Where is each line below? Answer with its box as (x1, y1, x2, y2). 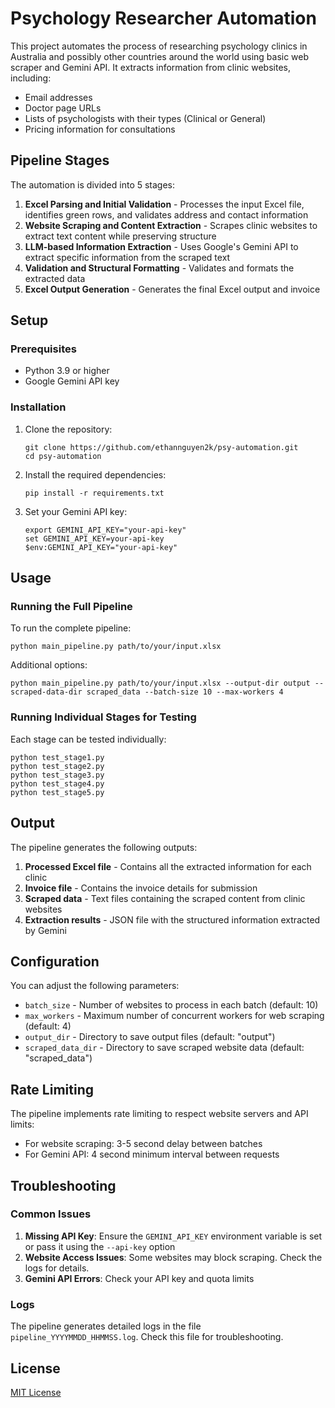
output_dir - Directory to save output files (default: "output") (24, 1031, 276, 1043)
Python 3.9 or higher (24, 365, 110, 377)
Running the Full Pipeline (10, 600, 133, 614)
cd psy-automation (24, 451, 102, 461)
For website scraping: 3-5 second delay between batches (24, 1138, 263, 1150)
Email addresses (24, 91, 93, 103)
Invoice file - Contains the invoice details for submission (24, 882, 258, 894)
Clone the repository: (24, 423, 113, 435)
